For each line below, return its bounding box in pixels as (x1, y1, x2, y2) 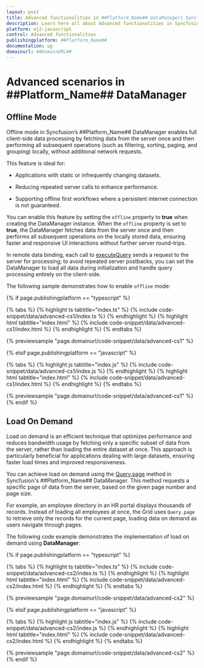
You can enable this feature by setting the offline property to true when (6, 213, 188, 220)
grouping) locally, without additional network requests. (6, 148, 143, 155)
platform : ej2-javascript (6, 26, 72, 32)
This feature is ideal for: (6, 159, 66, 167)
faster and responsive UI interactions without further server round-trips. (6, 239, 186, 246)
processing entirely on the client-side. (6, 270, 101, 278)
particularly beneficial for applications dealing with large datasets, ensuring (6, 452, 195, 459)
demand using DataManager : (6, 539, 81, 547)
